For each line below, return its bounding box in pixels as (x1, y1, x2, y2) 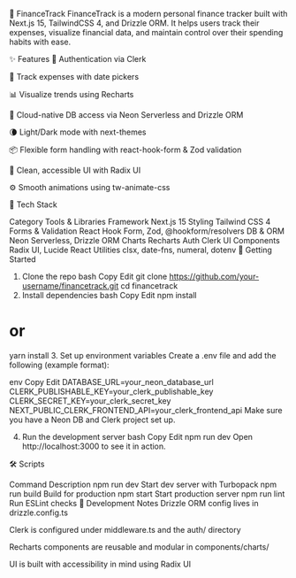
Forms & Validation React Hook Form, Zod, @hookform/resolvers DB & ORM (9, 226, 285, 236)
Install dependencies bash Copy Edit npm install (21, 290, 197, 300)
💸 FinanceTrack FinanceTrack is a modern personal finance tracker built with (9, 9, 288, 19)
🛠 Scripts (9, 459, 45, 469)
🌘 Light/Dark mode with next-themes (9, 127, 147, 137)
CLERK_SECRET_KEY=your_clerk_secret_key (9, 395, 171, 406)
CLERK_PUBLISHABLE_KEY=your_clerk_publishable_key (9, 386, 214, 397)
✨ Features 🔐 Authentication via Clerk (9, 54, 147, 64)
